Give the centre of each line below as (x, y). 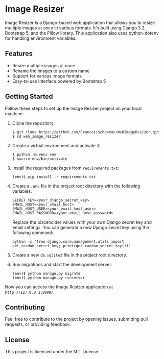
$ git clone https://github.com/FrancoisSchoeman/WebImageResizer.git (86, 132)
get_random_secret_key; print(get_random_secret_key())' (71, 246)
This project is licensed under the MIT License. (52, 352)
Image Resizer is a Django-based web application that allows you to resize (80, 23)
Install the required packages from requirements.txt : (66, 168)
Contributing (25, 307)
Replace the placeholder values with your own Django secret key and (82, 222)
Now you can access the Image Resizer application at (59, 287)
